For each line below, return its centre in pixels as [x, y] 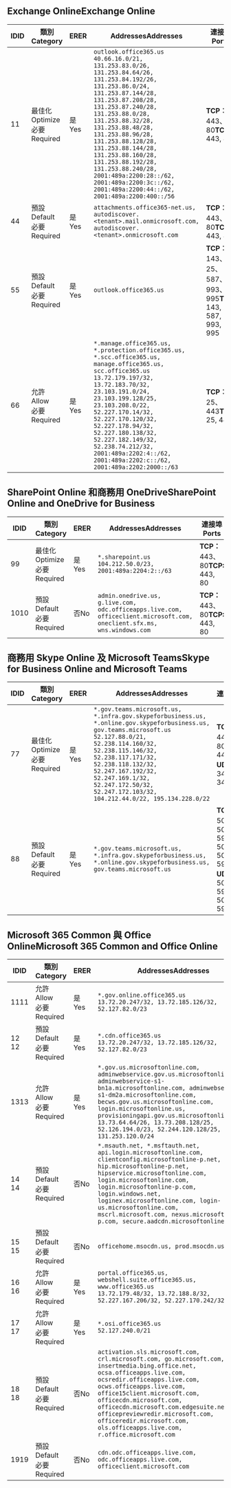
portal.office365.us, [133, 1273]
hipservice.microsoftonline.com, [152, 1173]
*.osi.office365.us [129, 1324]
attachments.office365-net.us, [145, 207]
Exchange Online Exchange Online [81, 11]
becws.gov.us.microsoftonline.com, [156, 1102]
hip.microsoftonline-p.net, [143, 1166]
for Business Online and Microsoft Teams [97, 669]
